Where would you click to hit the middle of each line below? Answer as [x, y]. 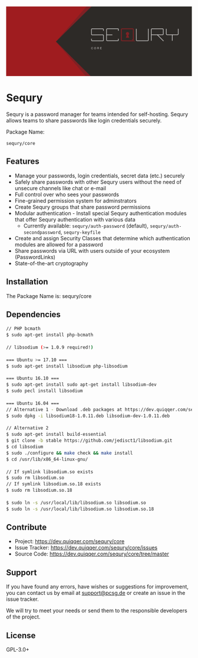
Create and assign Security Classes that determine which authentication [102, 238]
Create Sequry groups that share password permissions [82, 207]
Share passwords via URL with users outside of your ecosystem [92, 250]
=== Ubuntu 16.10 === [33, 378]
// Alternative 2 [27, 428]
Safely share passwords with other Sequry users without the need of [98, 182]
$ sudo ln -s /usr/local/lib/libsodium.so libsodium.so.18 [80, 509]
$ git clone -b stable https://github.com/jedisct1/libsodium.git [89, 441]
